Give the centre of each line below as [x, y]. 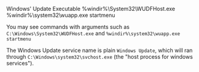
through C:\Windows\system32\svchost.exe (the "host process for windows [100, 57]
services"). [20, 63]
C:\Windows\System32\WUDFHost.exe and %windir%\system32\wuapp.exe [93, 33]
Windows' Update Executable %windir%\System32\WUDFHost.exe [91, 9]
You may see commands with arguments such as [68, 27]
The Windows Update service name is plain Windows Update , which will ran [99, 50]
